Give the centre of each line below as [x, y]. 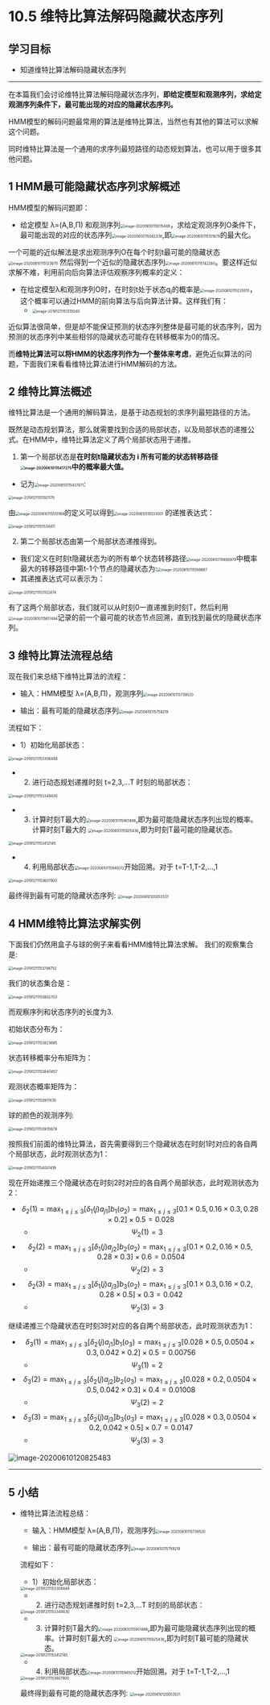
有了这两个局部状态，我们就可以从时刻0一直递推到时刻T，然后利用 [119, 607]
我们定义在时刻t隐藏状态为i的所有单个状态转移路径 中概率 [139, 559]
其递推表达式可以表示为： [62, 579]
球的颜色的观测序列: [41, 1115]
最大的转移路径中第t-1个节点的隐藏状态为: [89, 568]
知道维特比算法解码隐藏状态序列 [73, 70]
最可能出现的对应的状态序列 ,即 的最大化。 [137, 235]
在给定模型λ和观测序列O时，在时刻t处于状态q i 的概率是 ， [138, 290]
